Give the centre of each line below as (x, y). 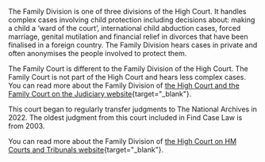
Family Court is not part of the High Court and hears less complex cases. (127, 77)
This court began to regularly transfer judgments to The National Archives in (133, 109)
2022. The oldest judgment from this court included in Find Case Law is (125, 117)
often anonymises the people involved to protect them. (98, 53)
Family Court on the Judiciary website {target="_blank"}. (100, 94)
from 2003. (27, 126)
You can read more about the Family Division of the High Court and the (124, 85)
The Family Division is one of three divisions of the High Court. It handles (127, 11)
